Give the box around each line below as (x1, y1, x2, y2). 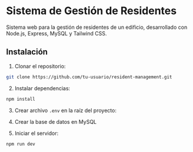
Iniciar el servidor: (14, 130, 59, 137)
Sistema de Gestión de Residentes (6, 4, 177, 18)
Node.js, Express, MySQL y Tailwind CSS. (6, 29, 107, 37)
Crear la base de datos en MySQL (14, 118, 97, 125)
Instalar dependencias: (14, 84, 71, 92)
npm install (6, 96, 35, 102)
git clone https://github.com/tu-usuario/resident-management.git (6, 74, 172, 80)
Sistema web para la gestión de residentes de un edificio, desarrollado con (6, 24, 188, 31)
